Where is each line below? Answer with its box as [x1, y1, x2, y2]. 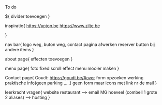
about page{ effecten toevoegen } [5, 56, 73, 62]
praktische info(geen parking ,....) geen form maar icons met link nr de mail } [5, 80, 157, 86]
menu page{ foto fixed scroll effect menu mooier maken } [5, 65, 119, 71]
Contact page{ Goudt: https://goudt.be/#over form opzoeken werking [5, 75, 144, 80]
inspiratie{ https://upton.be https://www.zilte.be [5, 23, 100, 29]
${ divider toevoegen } [5, 14, 50, 19]
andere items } [5, 47, 34, 52]
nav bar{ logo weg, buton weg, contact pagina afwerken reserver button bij [5, 42, 155, 47]
